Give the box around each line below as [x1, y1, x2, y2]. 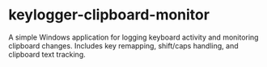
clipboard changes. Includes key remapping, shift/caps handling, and [8, 40, 239, 50]
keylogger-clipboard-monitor [8, 6, 210, 24]
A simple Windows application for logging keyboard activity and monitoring [8, 32, 259, 42]
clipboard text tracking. [8, 49, 87, 59]
